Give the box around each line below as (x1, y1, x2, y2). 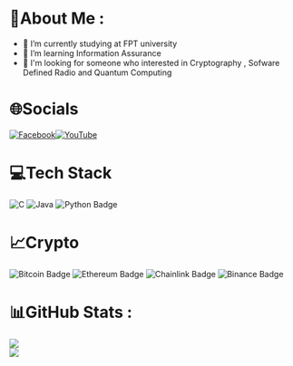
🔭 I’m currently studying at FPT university (22, 38, 178, 49)
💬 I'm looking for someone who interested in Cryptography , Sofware (22, 57, 280, 68)
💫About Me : (9, 8, 105, 29)
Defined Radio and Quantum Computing (22, 67, 172, 78)
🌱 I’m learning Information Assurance (22, 47, 161, 58)
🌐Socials (9, 99, 79, 120)
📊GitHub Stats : (9, 302, 133, 323)
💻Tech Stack (9, 163, 112, 184)
